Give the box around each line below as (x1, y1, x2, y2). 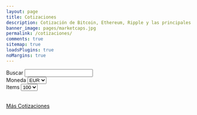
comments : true (6, 36, 44, 42)
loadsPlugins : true (6, 47, 54, 53)
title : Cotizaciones (6, 14, 57, 20)
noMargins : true (6, 52, 46, 58)
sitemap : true (6, 42, 41, 48)
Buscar (6, 69, 24, 76)
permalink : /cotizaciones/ (6, 31, 73, 37)
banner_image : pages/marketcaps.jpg (6, 25, 96, 31)
